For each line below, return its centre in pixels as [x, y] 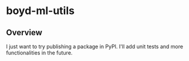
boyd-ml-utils [41, 11]
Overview [24, 33]
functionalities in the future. [39, 53]
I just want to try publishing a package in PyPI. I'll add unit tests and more [95, 46]
